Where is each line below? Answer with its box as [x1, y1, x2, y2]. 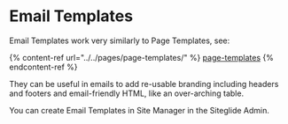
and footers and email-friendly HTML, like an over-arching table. [9, 88, 245, 98]
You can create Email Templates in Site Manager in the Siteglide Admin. [9, 105, 270, 115]
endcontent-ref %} [9, 62, 78, 72]
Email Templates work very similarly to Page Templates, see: [9, 35, 230, 46]
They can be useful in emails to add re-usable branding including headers [9, 78, 279, 89]
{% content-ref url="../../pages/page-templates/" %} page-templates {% [9, 52, 275, 62]
